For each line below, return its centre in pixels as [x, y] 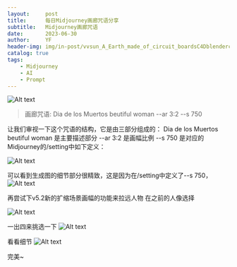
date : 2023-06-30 [42, 34]
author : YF [30, 40]
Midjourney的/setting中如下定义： [56, 147]
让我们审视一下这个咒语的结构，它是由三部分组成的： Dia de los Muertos [113, 129]
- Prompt [33, 79]
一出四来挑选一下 [32, 227]
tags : [15, 60]
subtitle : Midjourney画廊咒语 [53, 27]
